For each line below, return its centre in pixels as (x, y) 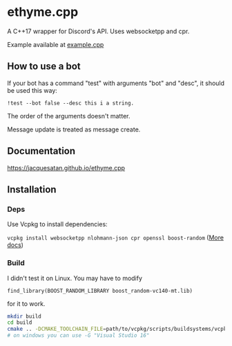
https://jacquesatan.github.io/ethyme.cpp (66, 167)
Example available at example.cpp (56, 44)
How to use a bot (44, 66)
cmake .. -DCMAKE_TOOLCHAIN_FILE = (57, 329)
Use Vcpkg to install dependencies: (58, 224)
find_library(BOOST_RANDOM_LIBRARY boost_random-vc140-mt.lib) (100, 291)
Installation (32, 189)
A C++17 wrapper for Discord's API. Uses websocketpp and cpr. (98, 31)
